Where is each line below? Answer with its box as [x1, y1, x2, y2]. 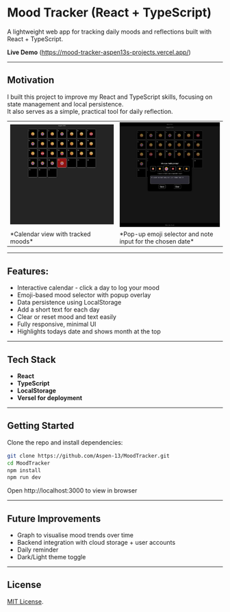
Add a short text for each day [16, 305, 100, 314]
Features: [7, 266, 49, 277]
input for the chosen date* [119, 237, 194, 245]
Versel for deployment [16, 393, 83, 402]
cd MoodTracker [7, 460, 51, 467]
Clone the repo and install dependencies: [7, 438, 123, 447]
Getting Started [7, 420, 75, 432]
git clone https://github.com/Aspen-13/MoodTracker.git [7, 452, 170, 459]
